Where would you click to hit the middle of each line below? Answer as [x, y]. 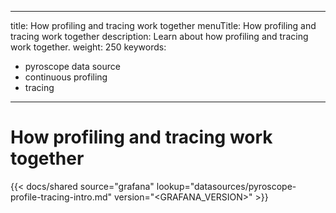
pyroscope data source [72, 66]
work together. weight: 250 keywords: [88, 47]
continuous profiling [66, 77]
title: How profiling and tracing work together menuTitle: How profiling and [163, 25]
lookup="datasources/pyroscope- [226, 186]
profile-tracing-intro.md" [61, 197]
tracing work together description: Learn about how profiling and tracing [159, 36]
